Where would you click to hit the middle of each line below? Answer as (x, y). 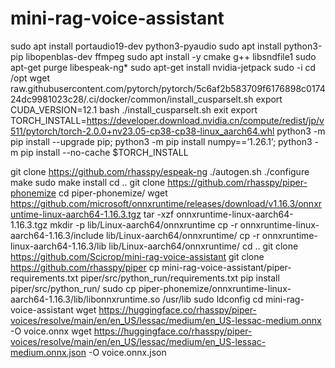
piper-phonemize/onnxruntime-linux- (215, 288)
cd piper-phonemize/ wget (113, 193)
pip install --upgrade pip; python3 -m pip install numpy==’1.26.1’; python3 (161, 141)
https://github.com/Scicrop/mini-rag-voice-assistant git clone (137, 256)
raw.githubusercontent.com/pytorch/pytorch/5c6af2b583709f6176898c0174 (168, 88)
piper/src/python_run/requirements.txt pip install (180, 278)
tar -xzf (159, 214)
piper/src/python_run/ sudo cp (73, 288)
